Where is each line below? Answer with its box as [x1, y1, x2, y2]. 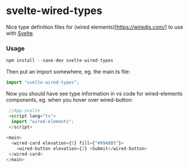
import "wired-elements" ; [11, 118, 75, 124]
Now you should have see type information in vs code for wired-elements [6, 90, 183, 97]
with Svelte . [6, 29, 34, 36]
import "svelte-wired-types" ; [6, 80, 80, 85]
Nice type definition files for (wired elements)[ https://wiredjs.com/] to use [6, 23, 184, 30]
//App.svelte [8, 107, 41, 114]
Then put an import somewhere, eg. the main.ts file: [6, 68, 131, 76]
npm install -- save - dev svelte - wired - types [6, 57, 114, 64]
